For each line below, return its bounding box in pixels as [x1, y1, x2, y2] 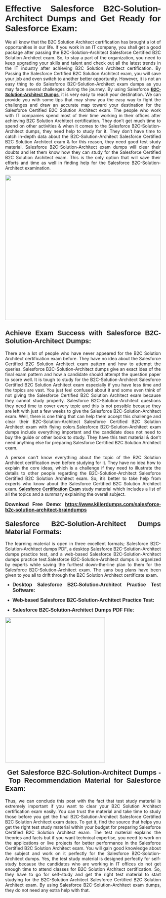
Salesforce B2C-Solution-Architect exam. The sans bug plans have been [5, 567, 161, 573]
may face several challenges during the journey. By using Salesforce [5, 86, 149, 92]
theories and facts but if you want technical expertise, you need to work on [5, 835, 161, 841]
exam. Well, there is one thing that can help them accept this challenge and [5, 413, 161, 419]
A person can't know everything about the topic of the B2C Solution [5, 454, 161, 460]
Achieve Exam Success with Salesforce [5, 329, 141, 337]
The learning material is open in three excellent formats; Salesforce [5, 541, 149, 547]
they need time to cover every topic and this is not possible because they [5, 403, 161, 409]
